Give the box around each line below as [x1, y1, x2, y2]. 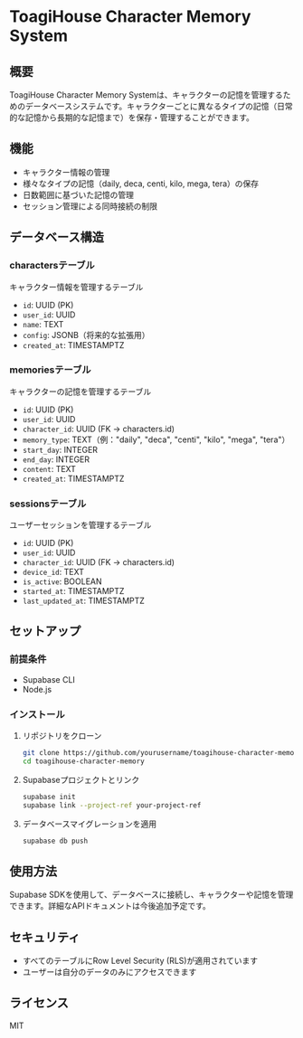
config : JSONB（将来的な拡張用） [22, 329, 151, 340]
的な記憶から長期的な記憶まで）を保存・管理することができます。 [9, 112, 255, 123]
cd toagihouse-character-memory [22, 757, 145, 766]
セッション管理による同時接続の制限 [22, 201, 158, 212]
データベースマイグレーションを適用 [22, 818, 157, 829]
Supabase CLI [22, 674, 75, 684]
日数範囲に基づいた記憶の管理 [22, 189, 134, 200]
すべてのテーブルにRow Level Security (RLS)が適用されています [22, 956, 259, 967]
